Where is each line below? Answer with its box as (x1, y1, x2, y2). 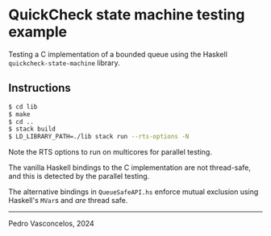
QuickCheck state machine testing (8, 6, 245, 24)
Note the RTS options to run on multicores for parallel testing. (8, 147, 212, 157)
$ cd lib (8, 102, 38, 110)
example (8, 23, 68, 41)
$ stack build (8, 125, 56, 134)
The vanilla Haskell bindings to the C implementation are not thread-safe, (8, 163, 252, 172)
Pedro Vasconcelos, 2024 (8, 219, 94, 229)
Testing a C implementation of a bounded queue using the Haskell (8, 49, 228, 59)
